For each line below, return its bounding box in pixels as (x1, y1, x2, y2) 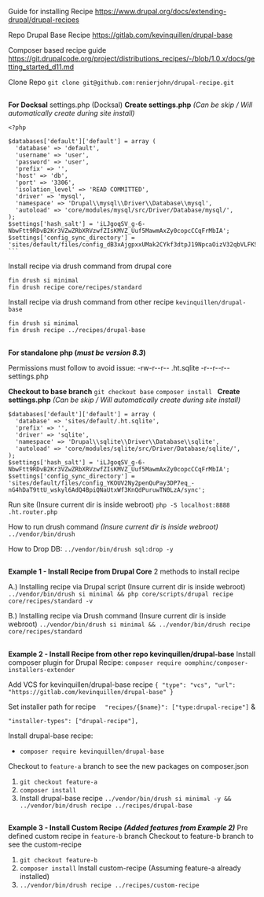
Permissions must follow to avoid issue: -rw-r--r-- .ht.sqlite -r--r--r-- (8, 363, 230, 372)
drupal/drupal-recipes (8, 15, 80, 24)
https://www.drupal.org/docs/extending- (94, 7, 227, 16)
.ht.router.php (8, 508, 58, 516)
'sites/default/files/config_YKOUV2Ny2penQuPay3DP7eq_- (8, 479, 195, 487)
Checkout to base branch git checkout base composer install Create (8, 386, 240, 396)
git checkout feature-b (19, 856, 98, 864)
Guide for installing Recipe (8, 7, 93, 16)
